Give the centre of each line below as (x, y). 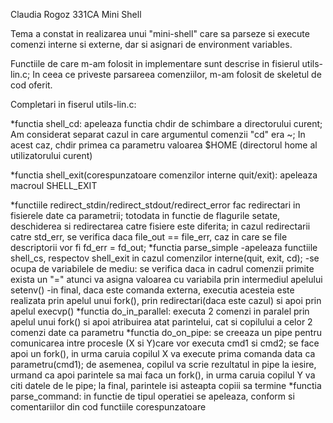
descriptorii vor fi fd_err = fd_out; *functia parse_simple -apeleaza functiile (164, 247)
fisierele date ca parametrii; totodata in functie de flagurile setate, (145, 215)
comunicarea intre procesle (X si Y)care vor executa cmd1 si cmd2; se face (165, 343)
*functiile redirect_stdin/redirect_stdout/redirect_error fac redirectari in (155, 205)
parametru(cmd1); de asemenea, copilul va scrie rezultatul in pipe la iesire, (163, 364)
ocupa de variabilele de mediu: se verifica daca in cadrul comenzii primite (162, 268)
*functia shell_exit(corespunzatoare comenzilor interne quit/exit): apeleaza (164, 175)
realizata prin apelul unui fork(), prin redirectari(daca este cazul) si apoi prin (166, 300)
